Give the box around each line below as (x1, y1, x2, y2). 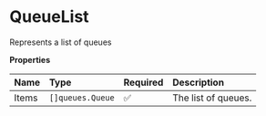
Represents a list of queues (9, 37, 112, 47)
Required (123, 76, 164, 89)
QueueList (9, 6, 89, 27)
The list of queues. (172, 91, 252, 104)
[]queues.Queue (48, 92, 116, 102)
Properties (9, 54, 51, 65)
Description (172, 76, 225, 89)
